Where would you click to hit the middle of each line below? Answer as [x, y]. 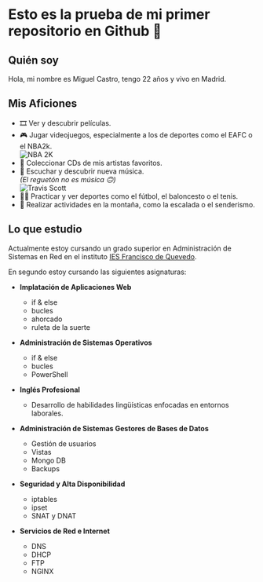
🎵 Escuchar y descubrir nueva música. [82, 171]
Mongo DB [49, 460]
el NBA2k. [36, 146]
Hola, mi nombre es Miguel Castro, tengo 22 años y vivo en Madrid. [117, 79]
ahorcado [47, 319]
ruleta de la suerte [60, 327]
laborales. [47, 413]
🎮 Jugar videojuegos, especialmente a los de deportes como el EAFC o [136, 134]
